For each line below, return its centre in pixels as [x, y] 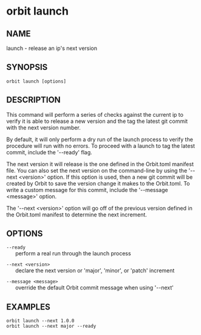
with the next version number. [43, 127]
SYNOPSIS [27, 67]
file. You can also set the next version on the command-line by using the [97, 170]
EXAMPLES [28, 307]
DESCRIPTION [33, 100]
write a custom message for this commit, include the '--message [87, 190]
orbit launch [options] [36, 81]
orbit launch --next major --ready [51, 326]
